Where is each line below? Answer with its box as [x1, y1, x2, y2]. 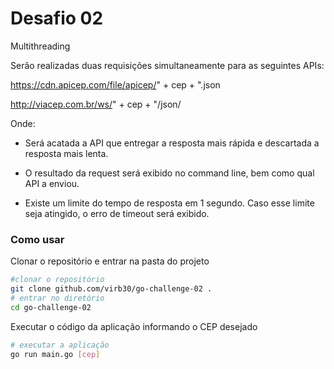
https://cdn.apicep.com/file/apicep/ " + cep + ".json [10, 78, 221, 91]
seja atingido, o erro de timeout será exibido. [24, 207, 210, 219]
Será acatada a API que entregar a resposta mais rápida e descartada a [24, 137, 320, 149]
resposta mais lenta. [24, 147, 109, 159]
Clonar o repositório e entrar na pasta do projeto [10, 255, 210, 267]
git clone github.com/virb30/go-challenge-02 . [10, 284, 213, 294]
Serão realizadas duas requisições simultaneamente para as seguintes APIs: [10, 59, 325, 71]
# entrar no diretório [10, 293, 105, 303]
